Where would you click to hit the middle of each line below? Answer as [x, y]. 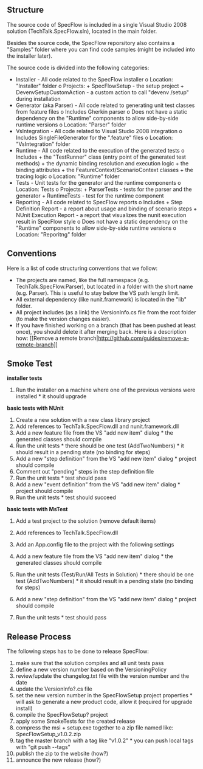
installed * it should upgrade [51, 396]
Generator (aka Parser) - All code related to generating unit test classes [105, 105]
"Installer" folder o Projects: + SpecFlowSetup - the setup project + [100, 86]
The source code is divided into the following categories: [78, 67]
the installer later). [29, 56]
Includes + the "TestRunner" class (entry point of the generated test [101, 157]
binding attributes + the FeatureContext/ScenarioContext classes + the [105, 170]
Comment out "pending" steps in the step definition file [85, 472]
